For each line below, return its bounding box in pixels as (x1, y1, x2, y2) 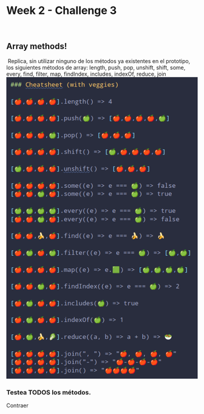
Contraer (6, 401, 29, 409)
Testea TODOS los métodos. (6, 388, 91, 396)
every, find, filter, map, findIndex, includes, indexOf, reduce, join (6, 70, 166, 78)
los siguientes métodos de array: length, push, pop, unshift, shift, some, (6, 64, 186, 71)
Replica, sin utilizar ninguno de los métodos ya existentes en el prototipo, (7, 57, 191, 64)
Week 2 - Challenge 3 (6, 4, 117, 18)
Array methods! (6, 41, 67, 52)
